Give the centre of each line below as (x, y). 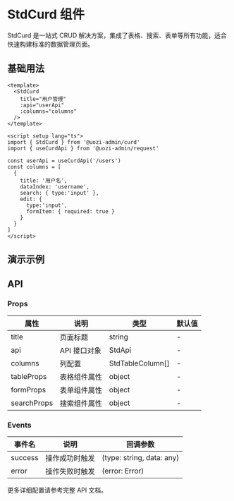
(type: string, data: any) (141, 458)
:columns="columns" (49, 111)
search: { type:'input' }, (60, 193)
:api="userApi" (42, 105)
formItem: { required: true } (70, 211)
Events (19, 425)
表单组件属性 (81, 390)
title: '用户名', (44, 181)
